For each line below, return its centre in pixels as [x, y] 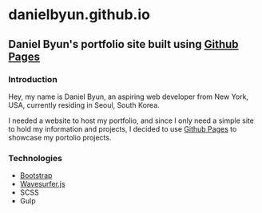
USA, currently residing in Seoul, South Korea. [84, 105]
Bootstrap [36, 176]
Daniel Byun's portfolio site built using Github [123, 44]
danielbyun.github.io [79, 15]
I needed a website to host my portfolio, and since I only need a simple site [131, 120]
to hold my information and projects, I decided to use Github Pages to [123, 128]
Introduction [33, 79]
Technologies [35, 158]
